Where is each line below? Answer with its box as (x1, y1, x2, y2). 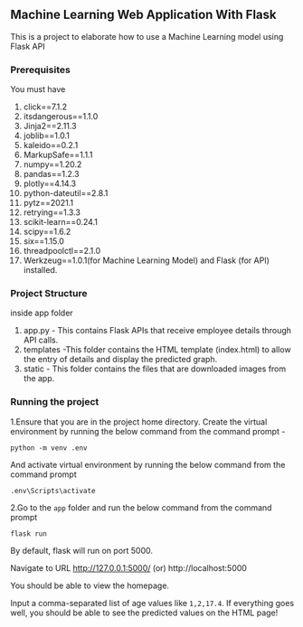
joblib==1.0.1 (23, 130, 71, 141)
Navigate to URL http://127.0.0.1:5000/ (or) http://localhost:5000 (10, 562, 248, 573)
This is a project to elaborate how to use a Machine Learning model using (10, 31, 284, 42)
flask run (10, 529, 48, 538)
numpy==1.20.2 (23, 159, 82, 170)
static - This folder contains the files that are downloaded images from (23, 363, 287, 374)
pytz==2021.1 (23, 198, 74, 209)
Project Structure (10, 287, 88, 300)
